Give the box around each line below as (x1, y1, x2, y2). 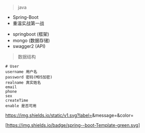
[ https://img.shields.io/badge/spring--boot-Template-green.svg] (5, 122, 140, 128)
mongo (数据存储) (12, 38, 50, 43)
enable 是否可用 (5, 103, 37, 109)
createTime (5, 98, 28, 103)
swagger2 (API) (12, 43, 46, 49)
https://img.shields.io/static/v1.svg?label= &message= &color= (5, 112, 134, 118)
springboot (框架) (12, 31, 49, 37)
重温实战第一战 (12, 20, 44, 26)
